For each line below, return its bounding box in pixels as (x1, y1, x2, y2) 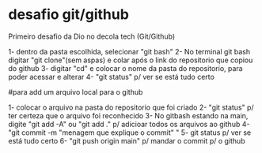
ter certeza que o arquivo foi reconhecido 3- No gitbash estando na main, (8, 110, 249, 120)
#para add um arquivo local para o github (8, 87, 143, 96)
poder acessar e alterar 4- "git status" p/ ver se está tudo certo (8, 72, 215, 81)
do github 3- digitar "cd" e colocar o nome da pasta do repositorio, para (8, 63, 243, 73)
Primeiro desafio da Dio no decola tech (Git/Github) (8, 32, 176, 41)
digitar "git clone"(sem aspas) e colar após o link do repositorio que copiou (8, 55, 253, 65)
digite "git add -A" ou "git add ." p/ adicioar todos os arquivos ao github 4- (8, 119, 250, 129)
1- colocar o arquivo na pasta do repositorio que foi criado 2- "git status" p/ (8, 103, 255, 112)
